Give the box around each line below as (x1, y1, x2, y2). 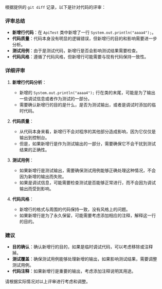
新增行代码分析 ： (12, 79, 47, 85)
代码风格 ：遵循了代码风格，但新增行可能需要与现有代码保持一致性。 (12, 54, 149, 60)
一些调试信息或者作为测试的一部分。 (19, 95, 92, 101)
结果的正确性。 (19, 146, 50, 152)
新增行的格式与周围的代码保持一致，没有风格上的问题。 (19, 206, 130, 212)
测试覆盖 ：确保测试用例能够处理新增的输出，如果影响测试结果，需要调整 (12, 256, 157, 262)
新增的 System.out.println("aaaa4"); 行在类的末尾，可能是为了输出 (19, 90, 156, 95)
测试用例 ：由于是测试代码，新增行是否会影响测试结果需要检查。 (12, 48, 140, 54)
